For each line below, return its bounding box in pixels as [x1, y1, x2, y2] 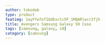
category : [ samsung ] [5, 31, 49, 36]
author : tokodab [5, 7, 39, 13]
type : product [5, 12, 35, 17]
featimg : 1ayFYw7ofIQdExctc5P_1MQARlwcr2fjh [5, 17, 100, 22]
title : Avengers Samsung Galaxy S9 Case [5, 21, 92, 27]
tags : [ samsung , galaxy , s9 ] [5, 26, 67, 31]
